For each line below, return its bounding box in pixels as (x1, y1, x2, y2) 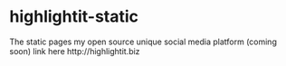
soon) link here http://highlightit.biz (9, 45, 140, 56)
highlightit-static (9, 6, 138, 27)
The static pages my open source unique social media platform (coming (9, 36, 278, 47)
